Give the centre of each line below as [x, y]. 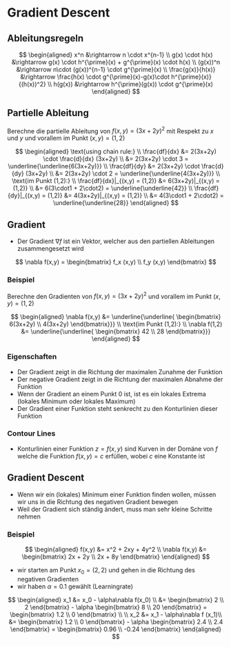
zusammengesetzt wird [50, 249]
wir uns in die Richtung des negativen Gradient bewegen [97, 501]
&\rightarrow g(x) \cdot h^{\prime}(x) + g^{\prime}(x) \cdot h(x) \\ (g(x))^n [116, 62]
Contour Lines [31, 434]
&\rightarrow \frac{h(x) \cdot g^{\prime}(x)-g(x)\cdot [95, 77]
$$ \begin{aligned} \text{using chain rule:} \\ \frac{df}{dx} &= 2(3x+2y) [116, 152]
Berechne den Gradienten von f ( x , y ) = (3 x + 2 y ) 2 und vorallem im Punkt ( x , [114, 296]
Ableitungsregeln [46, 38]
